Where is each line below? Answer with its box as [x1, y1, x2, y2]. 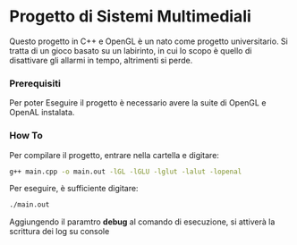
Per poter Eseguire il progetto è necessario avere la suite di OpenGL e [9, 97, 267, 108]
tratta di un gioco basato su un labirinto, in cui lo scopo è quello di [9, 45, 252, 55]
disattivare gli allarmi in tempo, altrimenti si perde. [9, 55, 193, 65]
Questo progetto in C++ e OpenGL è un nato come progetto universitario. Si [9, 36, 288, 46]
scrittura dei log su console [9, 226, 110, 237]
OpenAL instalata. [9, 107, 75, 118]
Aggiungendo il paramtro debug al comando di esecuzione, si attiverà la [9, 216, 276, 227]
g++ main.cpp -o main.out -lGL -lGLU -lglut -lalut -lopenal [9, 167, 242, 176]
